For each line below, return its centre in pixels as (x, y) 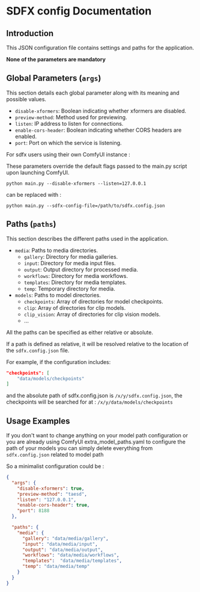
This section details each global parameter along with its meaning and (93, 93)
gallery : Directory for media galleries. (71, 256)
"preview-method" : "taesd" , (52, 494)
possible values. (26, 99)
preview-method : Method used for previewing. (71, 117)
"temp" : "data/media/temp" (56, 567)
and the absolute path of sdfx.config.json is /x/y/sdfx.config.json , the (95, 396)
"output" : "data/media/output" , (62, 550)
